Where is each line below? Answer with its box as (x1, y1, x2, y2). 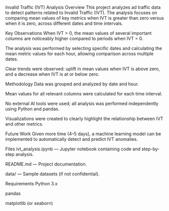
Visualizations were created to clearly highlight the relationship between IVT (5, 116, 163, 122)
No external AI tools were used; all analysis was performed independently (5, 100, 159, 107)
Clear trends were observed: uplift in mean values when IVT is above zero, (5, 66, 160, 72)
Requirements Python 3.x (5, 181, 58, 186)
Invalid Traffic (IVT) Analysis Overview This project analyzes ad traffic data (5, 5, 161, 10)
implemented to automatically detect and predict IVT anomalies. (5, 136, 138, 142)
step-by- (141, 146, 160, 152)
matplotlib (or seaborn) (5, 200, 53, 206)
